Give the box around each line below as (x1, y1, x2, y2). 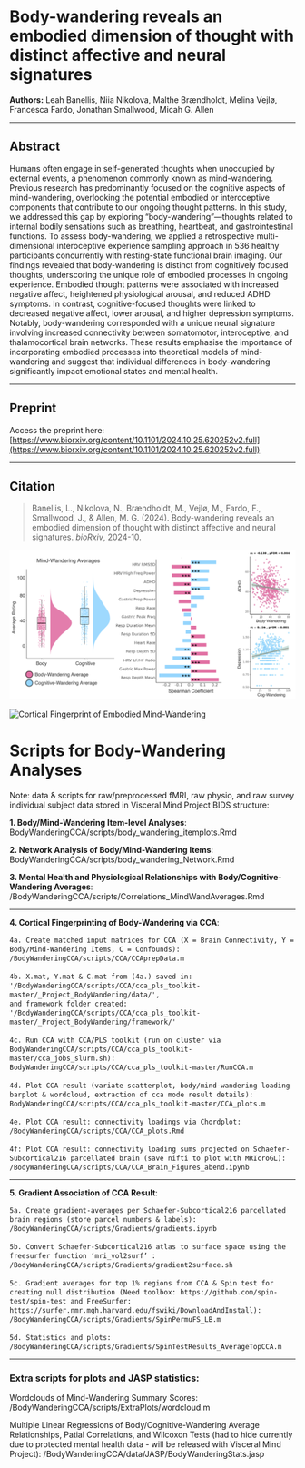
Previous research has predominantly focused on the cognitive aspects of (9, 182, 286, 193)
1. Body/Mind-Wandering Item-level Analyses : (9, 817, 188, 828)
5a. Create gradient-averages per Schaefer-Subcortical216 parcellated (9, 1205, 286, 1215)
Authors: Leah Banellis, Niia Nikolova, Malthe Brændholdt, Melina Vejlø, (9, 94, 278, 105)
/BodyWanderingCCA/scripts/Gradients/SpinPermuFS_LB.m (9, 1314, 221, 1324)
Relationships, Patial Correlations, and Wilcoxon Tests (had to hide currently (9, 1429, 293, 1440)
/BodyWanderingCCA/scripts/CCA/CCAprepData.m (9, 954, 184, 963)
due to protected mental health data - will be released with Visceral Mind (9, 1438, 281, 1450)
